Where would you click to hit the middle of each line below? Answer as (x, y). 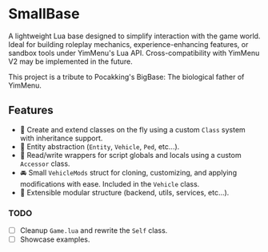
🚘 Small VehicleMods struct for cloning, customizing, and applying (128, 172)
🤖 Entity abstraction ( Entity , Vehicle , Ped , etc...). (100, 146)
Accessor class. (45, 163)
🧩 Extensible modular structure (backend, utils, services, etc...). (124, 192)
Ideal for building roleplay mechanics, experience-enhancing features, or (128, 44)
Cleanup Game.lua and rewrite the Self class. (94, 230)
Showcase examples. (55, 239)
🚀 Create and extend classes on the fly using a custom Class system (132, 129)
